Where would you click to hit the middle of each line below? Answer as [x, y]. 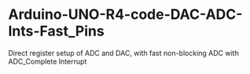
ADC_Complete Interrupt [48, 61]
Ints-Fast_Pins [56, 31]
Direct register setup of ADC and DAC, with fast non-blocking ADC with [124, 53]
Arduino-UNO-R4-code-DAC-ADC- [125, 15]
